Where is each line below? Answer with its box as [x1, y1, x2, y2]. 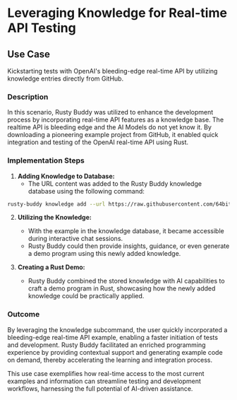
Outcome [7, 310, 40, 319]
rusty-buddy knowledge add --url [7, 200, 106, 208]
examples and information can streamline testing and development [7, 377, 201, 385]
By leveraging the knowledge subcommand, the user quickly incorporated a [7, 325, 228, 334]
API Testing [7, 20, 76, 36]
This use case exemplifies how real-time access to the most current [7, 369, 205, 377]
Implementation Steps [7, 155, 85, 165]
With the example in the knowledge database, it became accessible [28, 227, 224, 235]
